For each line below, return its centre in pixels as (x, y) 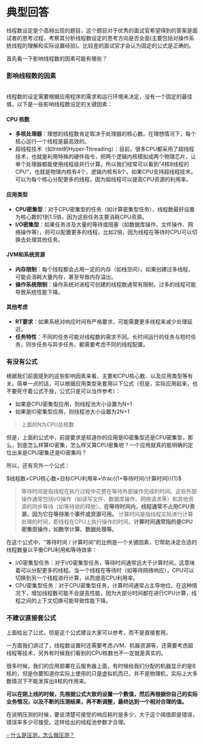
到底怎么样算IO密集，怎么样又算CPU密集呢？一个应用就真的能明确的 (102, 445)
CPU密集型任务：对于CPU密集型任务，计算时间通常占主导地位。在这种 (104, 585)
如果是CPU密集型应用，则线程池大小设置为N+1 (73, 404)
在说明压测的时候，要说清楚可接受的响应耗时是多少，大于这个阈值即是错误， (102, 714)
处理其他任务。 (45, 239)
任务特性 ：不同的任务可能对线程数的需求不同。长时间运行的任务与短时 (103, 337)
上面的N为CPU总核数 (47, 425)
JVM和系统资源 (26, 254)
